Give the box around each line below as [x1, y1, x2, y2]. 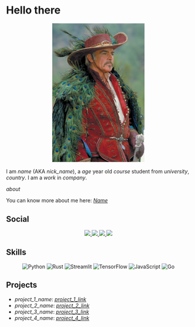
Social [6, 214, 29, 224]
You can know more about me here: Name [6, 197, 108, 204]
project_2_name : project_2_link [14, 302, 90, 309]
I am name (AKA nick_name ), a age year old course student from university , [6, 168, 189, 175]
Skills [6, 248, 26, 258]
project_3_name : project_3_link [14, 308, 90, 315]
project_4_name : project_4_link [14, 314, 90, 321]
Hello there [6, 4, 61, 17]
